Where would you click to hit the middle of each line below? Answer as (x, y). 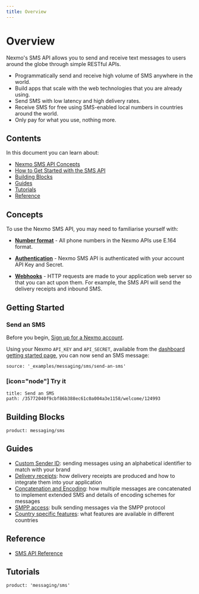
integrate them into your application (58, 482)
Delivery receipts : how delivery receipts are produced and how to (95, 476)
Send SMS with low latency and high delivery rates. (78, 101)
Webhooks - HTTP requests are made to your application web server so (103, 276)
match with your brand (42, 469)
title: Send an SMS (30, 393)
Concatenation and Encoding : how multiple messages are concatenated (103, 488)
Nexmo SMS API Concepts (47, 164)
